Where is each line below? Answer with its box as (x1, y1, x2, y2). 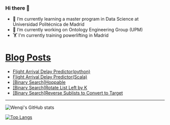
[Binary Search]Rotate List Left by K (12, 85, 88, 91)
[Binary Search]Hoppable (12, 79, 66, 85)
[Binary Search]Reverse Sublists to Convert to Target (12, 90, 123, 96)
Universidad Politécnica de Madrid (12, 21, 84, 27)
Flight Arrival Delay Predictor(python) (12, 69, 91, 75)
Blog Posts (5, 52, 52, 64)
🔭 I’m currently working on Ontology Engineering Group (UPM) (12, 27, 143, 33)
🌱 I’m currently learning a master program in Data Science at (12, 16, 139, 22)
